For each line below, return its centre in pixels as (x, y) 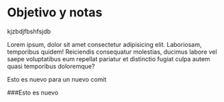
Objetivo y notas (55, 13)
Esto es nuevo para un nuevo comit (57, 79)
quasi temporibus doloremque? (51, 66)
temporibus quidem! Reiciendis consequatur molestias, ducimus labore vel (112, 52)
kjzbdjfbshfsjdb (29, 31)
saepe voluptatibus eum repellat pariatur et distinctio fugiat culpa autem (109, 58)
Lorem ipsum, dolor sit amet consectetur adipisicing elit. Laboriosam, (104, 44)
